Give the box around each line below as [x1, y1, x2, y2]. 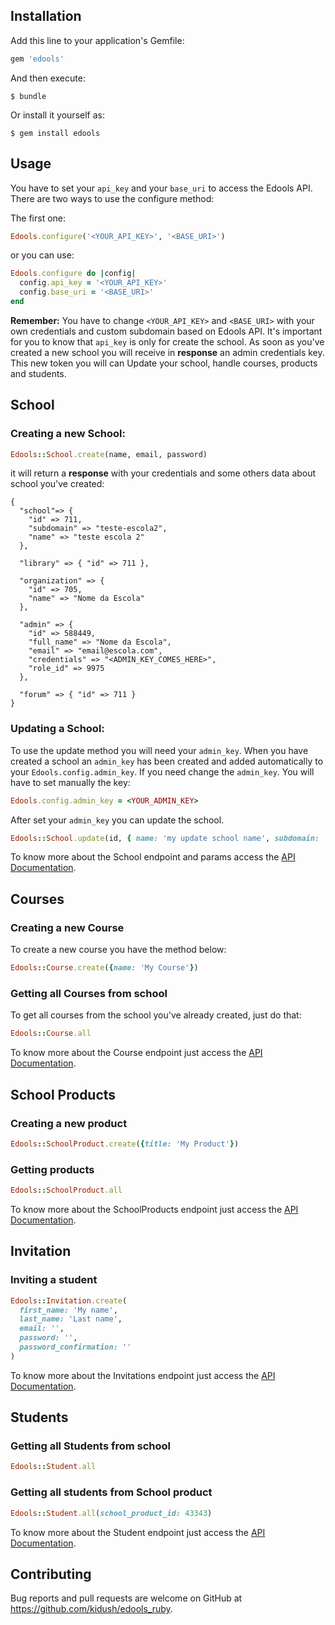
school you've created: [10, 478, 105, 490]
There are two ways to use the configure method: [10, 192, 215, 204]
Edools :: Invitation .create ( [10, 1295, 128, 1306]
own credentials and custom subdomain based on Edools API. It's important [10, 325, 323, 337]
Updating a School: [10, 722, 105, 736]
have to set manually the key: [10, 776, 131, 788]
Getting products [10, 1162, 95, 1176]
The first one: [10, 212, 67, 224]
